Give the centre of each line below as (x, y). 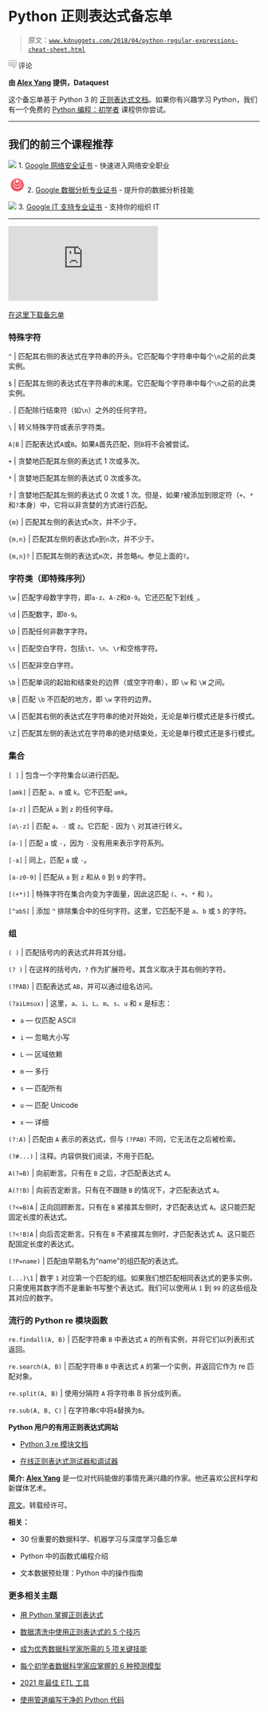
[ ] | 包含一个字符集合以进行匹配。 (66, 775)
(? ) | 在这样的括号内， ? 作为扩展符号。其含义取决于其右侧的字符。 (119, 969)
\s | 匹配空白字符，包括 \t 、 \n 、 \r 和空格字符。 (85, 649)
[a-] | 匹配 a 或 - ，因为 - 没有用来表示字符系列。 (89, 843)
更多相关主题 (33, 1596)
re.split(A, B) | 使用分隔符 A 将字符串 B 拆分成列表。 (97, 1393)
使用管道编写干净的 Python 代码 (72, 1699)
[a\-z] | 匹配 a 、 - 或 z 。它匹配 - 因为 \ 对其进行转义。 (97, 826)
